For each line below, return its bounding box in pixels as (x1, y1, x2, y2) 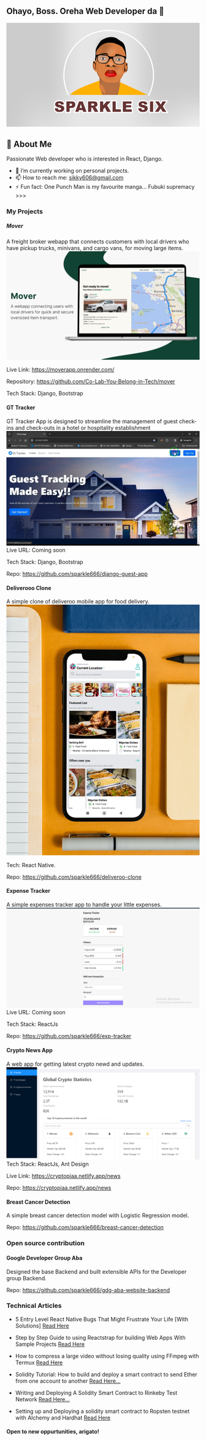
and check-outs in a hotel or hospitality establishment (15, 424, 151, 431)
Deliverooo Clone (6, 584, 51, 592)
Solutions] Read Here (15, 1322, 69, 1329)
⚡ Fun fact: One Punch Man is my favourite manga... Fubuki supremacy (15, 183, 195, 190)
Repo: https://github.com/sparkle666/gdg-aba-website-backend (6, 1286, 170, 1294)
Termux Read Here (15, 1359, 63, 1366)
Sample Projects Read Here (15, 1340, 85, 1348)
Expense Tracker (6, 887, 51, 895)
